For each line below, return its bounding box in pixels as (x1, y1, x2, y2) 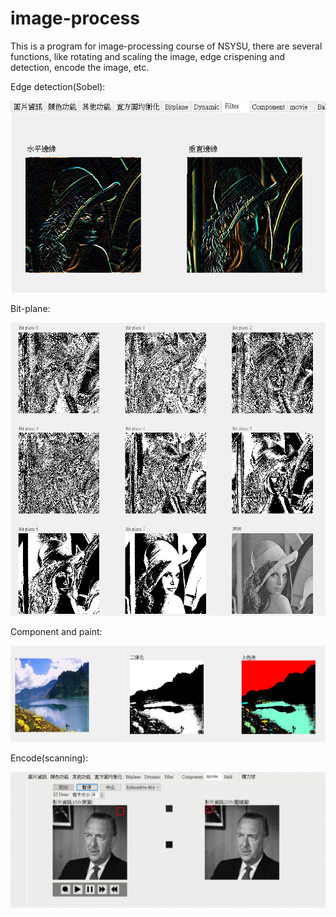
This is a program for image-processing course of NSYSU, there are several (10, 40, 323, 52)
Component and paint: (10, 626, 103, 638)
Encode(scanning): (10, 752, 89, 764)
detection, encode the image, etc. (10, 61, 150, 73)
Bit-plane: (10, 302, 51, 314)
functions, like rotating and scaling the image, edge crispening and (10, 50, 285, 62)
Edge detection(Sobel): (10, 80, 106, 92)
